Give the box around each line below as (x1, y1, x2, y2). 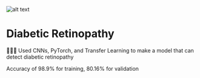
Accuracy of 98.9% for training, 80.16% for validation (6, 65, 139, 72)
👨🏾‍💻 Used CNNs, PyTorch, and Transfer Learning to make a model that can (6, 47, 194, 54)
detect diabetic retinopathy (6, 53, 74, 60)
